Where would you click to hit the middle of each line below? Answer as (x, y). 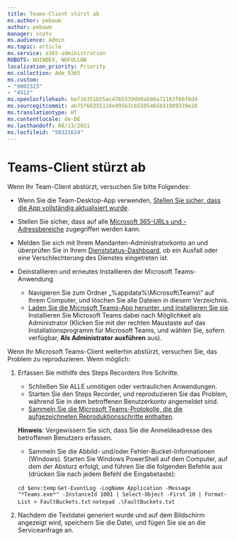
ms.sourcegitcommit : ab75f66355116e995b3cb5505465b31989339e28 (103, 106)
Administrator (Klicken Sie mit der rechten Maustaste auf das (117, 323)
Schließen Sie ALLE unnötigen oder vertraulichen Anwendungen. (122, 387)
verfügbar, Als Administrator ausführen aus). (95, 338)
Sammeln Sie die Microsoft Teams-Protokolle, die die (105, 409)
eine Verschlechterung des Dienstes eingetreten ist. (93, 258)
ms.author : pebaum (34, 21)
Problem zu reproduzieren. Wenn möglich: (69, 359)
